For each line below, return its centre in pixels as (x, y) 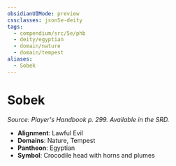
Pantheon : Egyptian (46, 148)
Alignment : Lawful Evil (50, 133)
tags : (15, 27)
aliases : (20, 59)
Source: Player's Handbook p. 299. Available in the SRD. (88, 119)
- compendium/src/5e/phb (50, 33)
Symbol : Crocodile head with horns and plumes (86, 155)
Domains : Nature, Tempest (56, 140)
